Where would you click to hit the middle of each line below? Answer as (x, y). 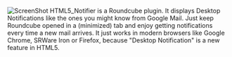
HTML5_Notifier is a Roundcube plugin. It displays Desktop (135, 11)
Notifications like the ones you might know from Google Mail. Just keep (111, 18)
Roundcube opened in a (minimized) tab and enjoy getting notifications (110, 25)
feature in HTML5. (33, 48)
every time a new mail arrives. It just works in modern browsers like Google (116, 33)
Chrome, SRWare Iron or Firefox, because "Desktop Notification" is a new (114, 40)
